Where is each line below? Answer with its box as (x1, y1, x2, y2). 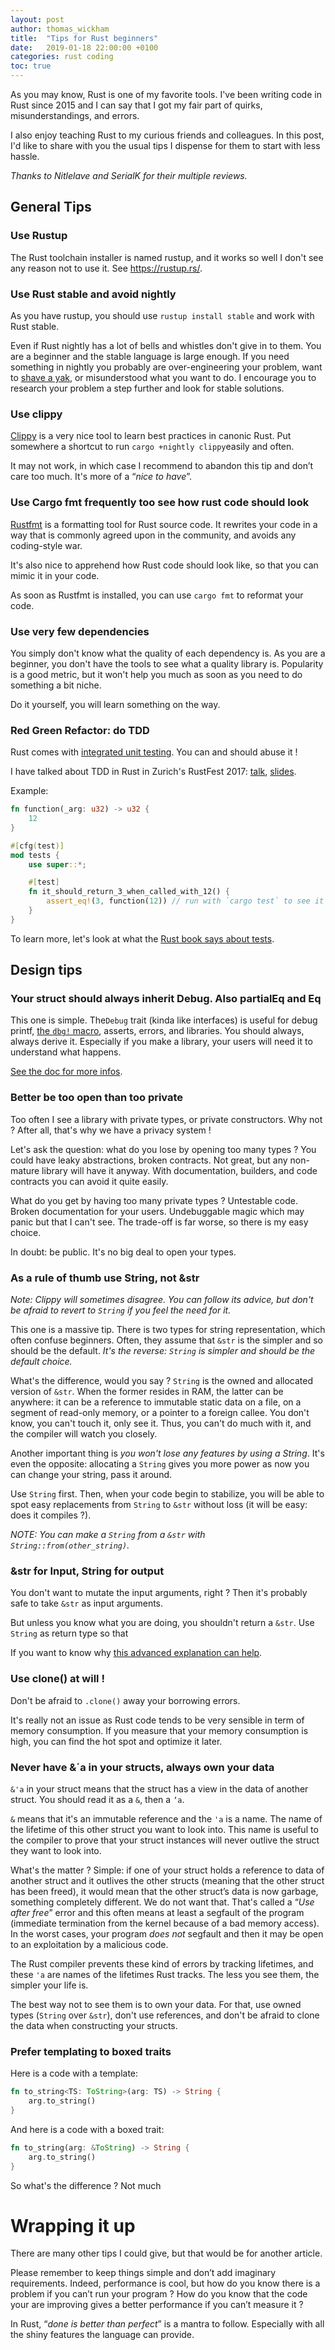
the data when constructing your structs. (10, 2019, 178, 2031)
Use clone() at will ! (10, 1672, 105, 1686)
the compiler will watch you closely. (10, 1428, 158, 1440)
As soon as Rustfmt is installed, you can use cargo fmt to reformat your (10, 589, 304, 601)
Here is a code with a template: (10, 2067, 139, 2080)
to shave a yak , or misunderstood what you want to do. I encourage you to (10, 371, 317, 383)
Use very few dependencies (10, 624, 150, 638)
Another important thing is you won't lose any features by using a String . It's (10, 1447, 325, 1460)
